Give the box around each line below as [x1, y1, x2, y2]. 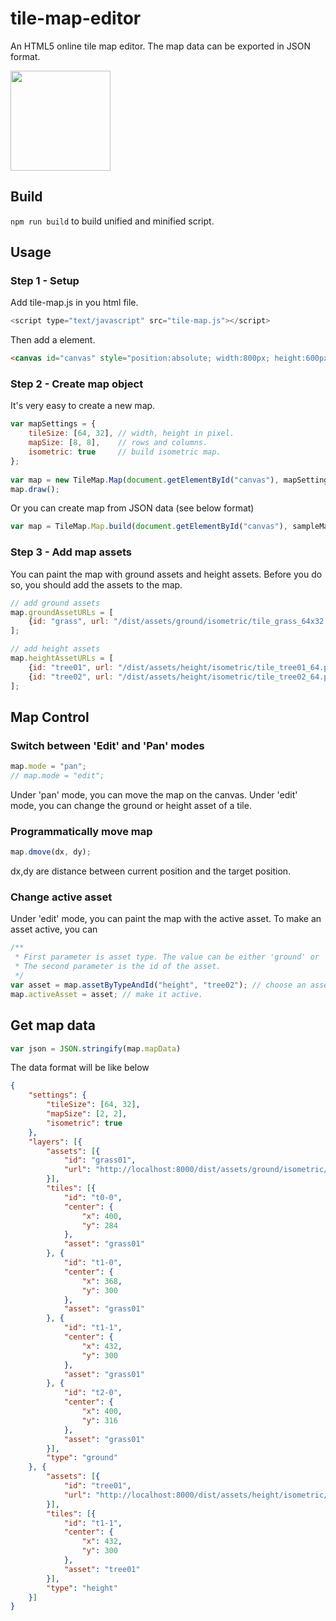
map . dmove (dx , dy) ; [10, 847, 92, 857]
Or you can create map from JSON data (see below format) [10, 502, 255, 514]
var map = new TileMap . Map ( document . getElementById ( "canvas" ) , [10, 475, 280, 485]
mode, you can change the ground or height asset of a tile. [10, 799, 252, 811]
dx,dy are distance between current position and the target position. [10, 865, 292, 877]
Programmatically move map [10, 824, 153, 838]
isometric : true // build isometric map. [28, 447, 222, 457]
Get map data [10, 1017, 96, 1034]
